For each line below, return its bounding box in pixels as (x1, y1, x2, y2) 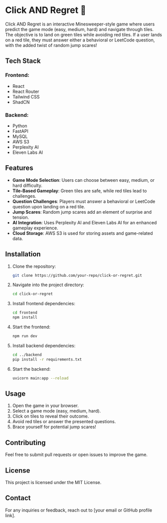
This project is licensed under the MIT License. (5, 479, 102, 485)
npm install (12, 315, 37, 320)
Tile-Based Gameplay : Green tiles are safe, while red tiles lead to (12, 187, 147, 194)
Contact (5, 494, 31, 503)
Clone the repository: (12, 263, 56, 269)
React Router (12, 88, 39, 94)
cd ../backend (12, 352, 42, 357)
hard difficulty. (12, 182, 42, 188)
